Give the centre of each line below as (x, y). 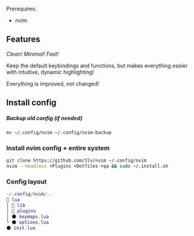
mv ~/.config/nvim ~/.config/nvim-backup (59, 133)
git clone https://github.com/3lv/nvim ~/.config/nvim (77, 161)
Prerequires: (22, 9)
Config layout (27, 182)
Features (23, 40)
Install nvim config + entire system (58, 148)
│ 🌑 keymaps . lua (28, 217)
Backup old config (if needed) (44, 118)
